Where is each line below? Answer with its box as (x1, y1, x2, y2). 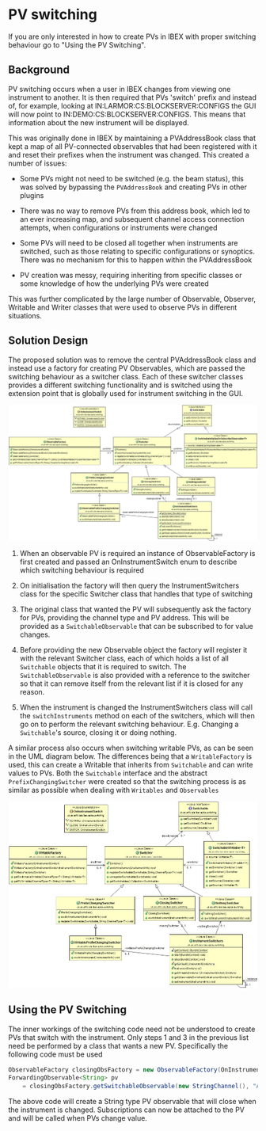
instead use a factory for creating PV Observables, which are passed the (8, 363, 245, 373)
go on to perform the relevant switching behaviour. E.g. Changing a (19, 719, 239, 729)
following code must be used (8, 1049, 103, 1059)
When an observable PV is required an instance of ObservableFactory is (19, 548, 256, 558)
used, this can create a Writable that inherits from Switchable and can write (8, 760, 253, 769)
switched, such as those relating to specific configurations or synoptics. (19, 246, 255, 256)
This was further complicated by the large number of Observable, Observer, (8, 294, 256, 303)
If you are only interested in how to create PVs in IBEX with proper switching (8, 32, 256, 41)
